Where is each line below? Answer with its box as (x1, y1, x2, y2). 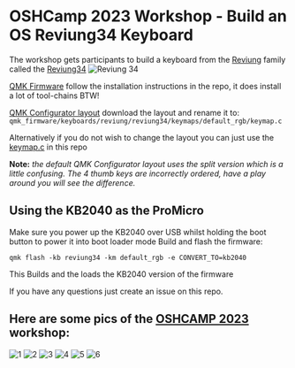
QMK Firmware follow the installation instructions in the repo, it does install (9, 80, 282, 91)
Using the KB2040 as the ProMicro (9, 203, 205, 218)
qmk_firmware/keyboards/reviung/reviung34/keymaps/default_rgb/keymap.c (9, 117, 283, 126)
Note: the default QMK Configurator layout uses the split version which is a (9, 158, 284, 169)
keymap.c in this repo (9, 142, 88, 152)
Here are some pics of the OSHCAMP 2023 (9, 311, 249, 326)
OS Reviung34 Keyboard (9, 25, 194, 45)
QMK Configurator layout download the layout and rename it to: (9, 107, 240, 118)
